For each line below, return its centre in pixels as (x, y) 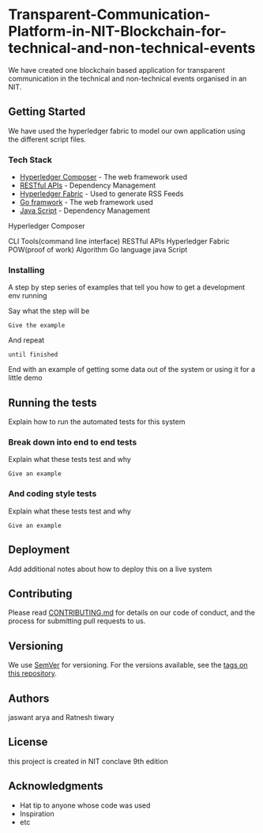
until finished (33, 355)
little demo (25, 378)
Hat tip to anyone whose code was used (85, 805)
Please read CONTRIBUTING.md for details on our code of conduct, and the (131, 613)
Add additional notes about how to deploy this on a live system (110, 569)
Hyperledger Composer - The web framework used (103, 177)
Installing (26, 270)
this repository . (33, 673)
